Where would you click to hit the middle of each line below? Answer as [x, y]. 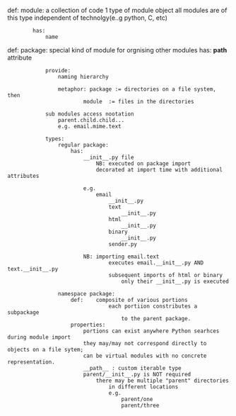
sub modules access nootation [89, 114]
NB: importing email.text [121, 257]
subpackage [23, 313]
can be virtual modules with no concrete [145, 356]
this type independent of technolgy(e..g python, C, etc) [88, 18]
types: [55, 139]
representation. [31, 362]
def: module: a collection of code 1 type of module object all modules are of [117, 10]
